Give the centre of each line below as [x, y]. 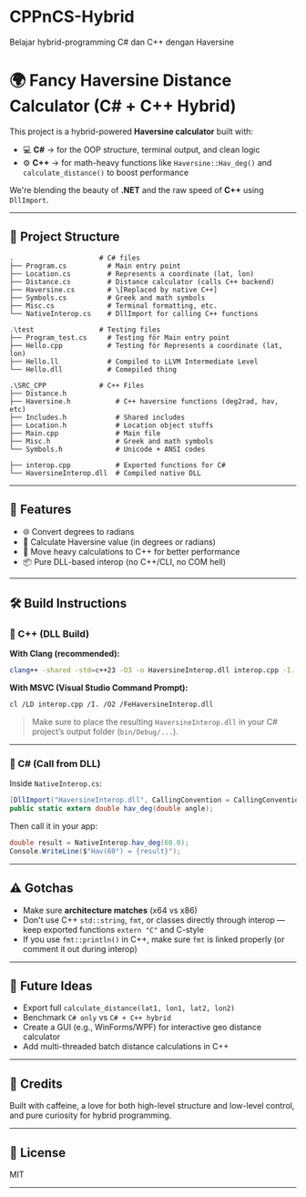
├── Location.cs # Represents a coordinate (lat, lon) [132, 274]
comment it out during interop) [80, 948]
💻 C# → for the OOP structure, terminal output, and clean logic [141, 149]
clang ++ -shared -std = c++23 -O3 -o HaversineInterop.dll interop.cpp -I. [153, 670]
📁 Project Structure [65, 237]
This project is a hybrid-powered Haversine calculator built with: [131, 131]
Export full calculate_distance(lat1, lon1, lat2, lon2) [128, 1008]
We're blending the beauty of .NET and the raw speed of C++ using [137, 189]
